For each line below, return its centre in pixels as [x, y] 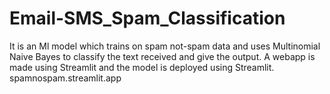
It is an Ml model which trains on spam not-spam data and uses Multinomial [165, 46]
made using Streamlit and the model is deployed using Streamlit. [142, 67]
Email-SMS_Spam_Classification [147, 18]
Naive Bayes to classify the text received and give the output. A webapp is [162, 56]
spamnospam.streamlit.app [65, 78]
